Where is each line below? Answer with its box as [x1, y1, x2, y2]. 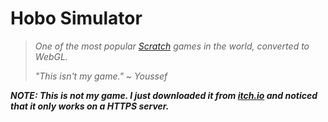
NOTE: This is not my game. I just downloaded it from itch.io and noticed [10, 89, 318, 101]
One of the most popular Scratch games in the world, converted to [34, 40, 310, 52]
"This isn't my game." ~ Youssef [34, 70, 168, 82]
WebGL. [34, 50, 68, 62]
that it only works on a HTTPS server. [10, 100, 170, 112]
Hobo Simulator [10, 7, 143, 30]
